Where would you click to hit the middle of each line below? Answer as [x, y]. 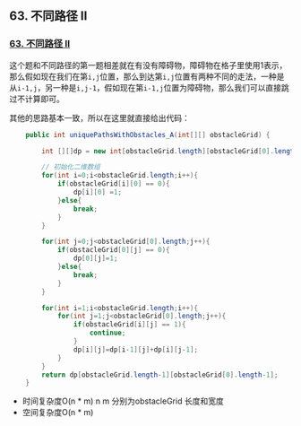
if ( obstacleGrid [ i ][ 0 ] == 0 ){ [113, 184]
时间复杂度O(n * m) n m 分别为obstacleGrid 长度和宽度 [123, 401]
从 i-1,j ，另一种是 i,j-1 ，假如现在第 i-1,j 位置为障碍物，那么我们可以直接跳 [149, 87]
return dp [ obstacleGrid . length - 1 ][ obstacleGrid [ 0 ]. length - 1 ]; [160, 375]
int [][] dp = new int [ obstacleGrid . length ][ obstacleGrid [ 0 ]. [158, 151]
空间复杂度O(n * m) [58, 413]
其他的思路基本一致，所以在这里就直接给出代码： [99, 117]
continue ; [107, 333]
